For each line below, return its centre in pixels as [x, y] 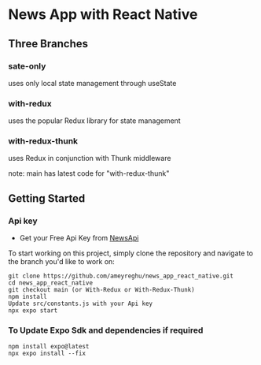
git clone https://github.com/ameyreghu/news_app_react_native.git [121, 276]
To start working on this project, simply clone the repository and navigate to [131, 253]
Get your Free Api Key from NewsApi [79, 238]
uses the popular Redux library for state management [94, 121]
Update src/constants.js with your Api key [81, 304]
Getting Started [47, 198]
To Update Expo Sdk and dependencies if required [106, 330]
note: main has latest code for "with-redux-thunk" [89, 173]
